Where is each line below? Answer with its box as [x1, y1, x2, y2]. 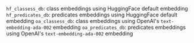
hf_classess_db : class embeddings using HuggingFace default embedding [6, 5, 189, 12]
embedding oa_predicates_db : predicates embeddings [52, 24, 186, 31]
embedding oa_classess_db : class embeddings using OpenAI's [6, 18, 159, 24]
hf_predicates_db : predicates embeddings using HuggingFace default [6, 11, 177, 18]
